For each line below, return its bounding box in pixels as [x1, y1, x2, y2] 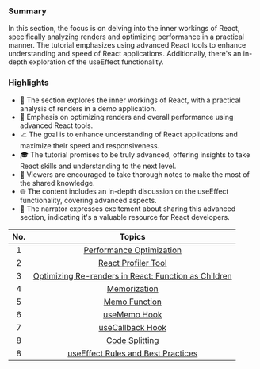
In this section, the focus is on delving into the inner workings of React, [8, 24, 240, 33]
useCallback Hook [98, 321, 167, 332]
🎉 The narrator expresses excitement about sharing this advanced [19, 204, 236, 213]
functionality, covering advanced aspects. [19, 195, 157, 205]
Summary [8, 6, 48, 17]
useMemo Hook [102, 309, 162, 320]
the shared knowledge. [19, 178, 95, 187]
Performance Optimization [83, 244, 182, 256]
